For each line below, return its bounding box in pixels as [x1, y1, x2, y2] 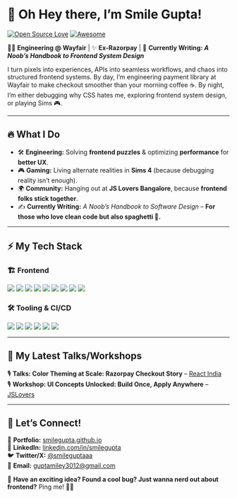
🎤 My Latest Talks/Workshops [7, 350, 142, 362]
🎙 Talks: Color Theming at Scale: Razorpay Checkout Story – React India [7, 369, 222, 378]
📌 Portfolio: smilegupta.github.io [7, 436, 102, 444]
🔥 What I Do [7, 129, 61, 141]
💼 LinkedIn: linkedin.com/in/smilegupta [7, 444, 121, 452]
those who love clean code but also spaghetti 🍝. [17, 212, 161, 221]
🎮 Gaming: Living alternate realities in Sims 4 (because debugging [17, 166, 214, 174]
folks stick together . [17, 194, 78, 202]
